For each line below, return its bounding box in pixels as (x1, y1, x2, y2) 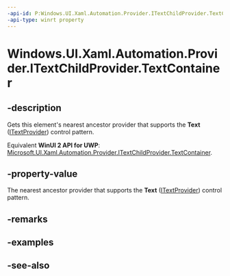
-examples (7, 237, 54, 249)
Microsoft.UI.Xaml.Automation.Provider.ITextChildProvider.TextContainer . (7, 148, 213, 156)
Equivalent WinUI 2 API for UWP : (7, 141, 101, 149)
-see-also (7, 260, 50, 271)
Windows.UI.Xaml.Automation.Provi (7, 46, 218, 62)
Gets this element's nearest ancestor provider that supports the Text (7, 121, 201, 129)
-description (7, 102, 62, 114)
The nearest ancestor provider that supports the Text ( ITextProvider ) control (7, 186, 222, 195)
